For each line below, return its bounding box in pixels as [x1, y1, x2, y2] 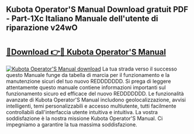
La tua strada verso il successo [102, 65, 177, 72]
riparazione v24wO [6, 23, 78, 33]
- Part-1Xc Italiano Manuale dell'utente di [6, 14, 158, 24]
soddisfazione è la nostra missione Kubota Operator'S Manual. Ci [6, 115, 163, 122]
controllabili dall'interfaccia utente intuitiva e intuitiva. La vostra [6, 109, 158, 115]
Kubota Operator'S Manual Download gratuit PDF [6, 5, 189, 15]
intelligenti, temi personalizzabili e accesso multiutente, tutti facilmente [6, 103, 176, 110]
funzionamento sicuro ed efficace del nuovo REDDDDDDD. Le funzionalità [6, 90, 184, 97]
